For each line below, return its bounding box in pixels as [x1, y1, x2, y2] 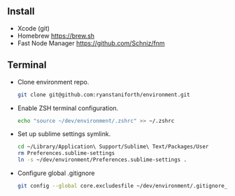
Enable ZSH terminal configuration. [17, 104, 119, 112]
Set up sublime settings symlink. [17, 130, 111, 138]
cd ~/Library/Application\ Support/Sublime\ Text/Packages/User [17, 143, 209, 151]
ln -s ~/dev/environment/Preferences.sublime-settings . [17, 156, 187, 163]
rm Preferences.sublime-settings [17, 150, 115, 157]
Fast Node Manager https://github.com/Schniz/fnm [17, 38, 166, 47]
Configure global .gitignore [17, 169, 95, 177]
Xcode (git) [17, 24, 50, 32]
